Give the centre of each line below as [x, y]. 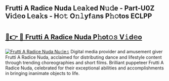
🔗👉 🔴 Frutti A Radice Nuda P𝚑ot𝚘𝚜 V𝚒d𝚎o [74, 37]
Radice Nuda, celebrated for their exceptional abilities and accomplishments [85, 68]
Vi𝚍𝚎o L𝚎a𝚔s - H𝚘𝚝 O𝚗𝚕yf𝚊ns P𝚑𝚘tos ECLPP [79, 16]
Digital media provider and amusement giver [117, 52]
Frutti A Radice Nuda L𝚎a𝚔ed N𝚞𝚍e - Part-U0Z [80, 8]
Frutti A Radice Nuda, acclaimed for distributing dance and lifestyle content [83, 57]
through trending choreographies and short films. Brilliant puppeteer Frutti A [85, 63]
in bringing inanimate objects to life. [43, 73]
